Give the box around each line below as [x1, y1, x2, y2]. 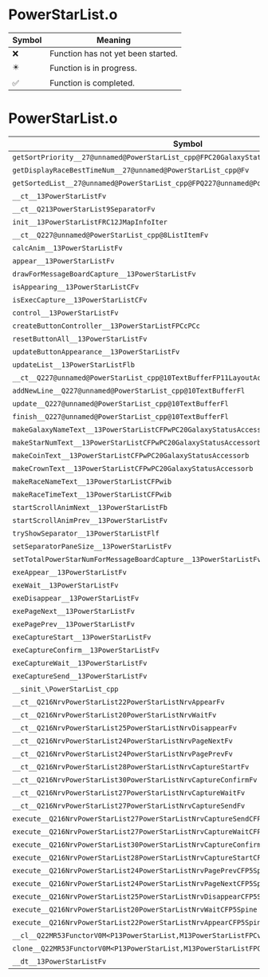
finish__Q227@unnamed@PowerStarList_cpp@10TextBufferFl [12, 412, 229, 421]
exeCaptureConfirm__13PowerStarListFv [12, 645, 160, 655]
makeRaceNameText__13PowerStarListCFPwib [12, 477, 172, 486]
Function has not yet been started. [49, 48, 178, 59]
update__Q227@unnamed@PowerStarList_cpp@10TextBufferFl [12, 399, 229, 408]
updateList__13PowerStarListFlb [12, 360, 136, 369]
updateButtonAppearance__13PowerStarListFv [12, 347, 180, 356]
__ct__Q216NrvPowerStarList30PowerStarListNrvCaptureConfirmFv [12, 775, 258, 784]
